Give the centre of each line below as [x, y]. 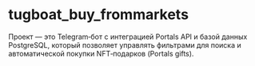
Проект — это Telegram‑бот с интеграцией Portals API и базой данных [128, 37]
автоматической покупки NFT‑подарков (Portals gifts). [101, 53]
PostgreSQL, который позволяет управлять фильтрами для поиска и [125, 45]
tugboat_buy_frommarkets [99, 15]
